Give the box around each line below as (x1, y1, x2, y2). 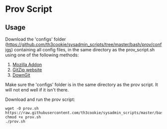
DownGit (12, 72, 31, 78)
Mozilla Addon (12, 62, 42, 67)
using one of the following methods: (5, 52, 79, 58)
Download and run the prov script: (5, 96, 76, 102)
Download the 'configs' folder (5, 36, 66, 42)
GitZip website (12, 67, 42, 73)
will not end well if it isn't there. (5, 87, 69, 92)
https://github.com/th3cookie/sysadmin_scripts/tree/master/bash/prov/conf (6, 42, 162, 47)
